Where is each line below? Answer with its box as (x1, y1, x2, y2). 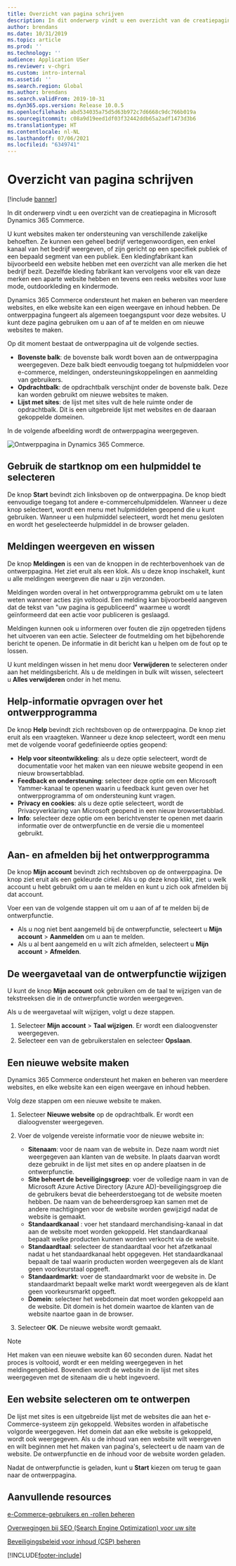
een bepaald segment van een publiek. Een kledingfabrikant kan (7, 252, 193, 261)
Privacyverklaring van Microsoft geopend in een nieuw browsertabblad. (17, 806, 225, 814)
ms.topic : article (7, 37, 61, 44)
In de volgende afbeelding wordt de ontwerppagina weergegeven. (7, 427, 199, 435)
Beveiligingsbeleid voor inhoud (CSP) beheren (7, 1537, 141, 1546)
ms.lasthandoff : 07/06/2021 (7, 135, 90, 142)
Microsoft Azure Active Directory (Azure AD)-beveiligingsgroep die (27, 1182, 222, 1191)
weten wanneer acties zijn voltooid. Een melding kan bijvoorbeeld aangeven (7, 595, 228, 604)
